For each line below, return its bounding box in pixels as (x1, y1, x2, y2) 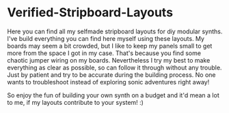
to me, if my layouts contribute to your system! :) (7, 98, 144, 106)
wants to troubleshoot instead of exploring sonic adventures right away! (7, 78, 210, 86)
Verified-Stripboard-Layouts (7, 5, 173, 20)
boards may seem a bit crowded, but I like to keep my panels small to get (7, 42, 213, 50)
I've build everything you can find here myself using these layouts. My (7, 34, 205, 42)
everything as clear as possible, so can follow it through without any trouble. (7, 63, 222, 71)
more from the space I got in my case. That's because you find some (7, 49, 202, 57)
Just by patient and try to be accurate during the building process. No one (7, 70, 216, 79)
